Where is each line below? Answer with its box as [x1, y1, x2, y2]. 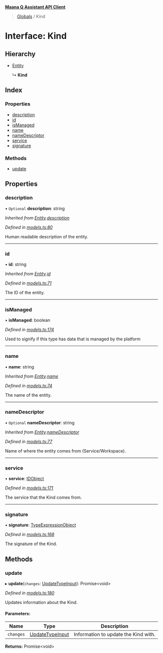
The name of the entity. [5, 392, 52, 398]
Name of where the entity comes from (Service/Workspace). [5, 448, 126, 453]
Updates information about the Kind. [5, 600, 78, 605]
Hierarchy [5, 50, 36, 58]
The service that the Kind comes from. [5, 495, 82, 501]
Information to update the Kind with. [73, 631, 156, 638]
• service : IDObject [5, 476, 44, 482]
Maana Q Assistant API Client [5, 4, 65, 10]
